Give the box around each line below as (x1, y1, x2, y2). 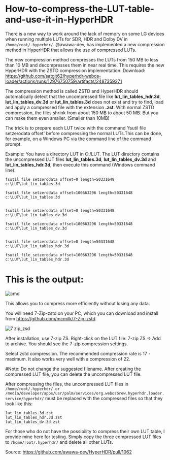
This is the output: (5, 274, 84, 285)
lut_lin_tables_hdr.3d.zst (5, 415, 62, 420)
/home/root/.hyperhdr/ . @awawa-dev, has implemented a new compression (5, 41, 165, 47)
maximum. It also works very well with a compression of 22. (5, 356, 130, 362)
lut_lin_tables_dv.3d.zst (5, 419, 60, 424)
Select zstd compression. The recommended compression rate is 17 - (5, 350, 151, 356)
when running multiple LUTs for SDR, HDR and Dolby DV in (5, 36, 128, 42)
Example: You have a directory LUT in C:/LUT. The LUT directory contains (5, 151, 160, 157)
